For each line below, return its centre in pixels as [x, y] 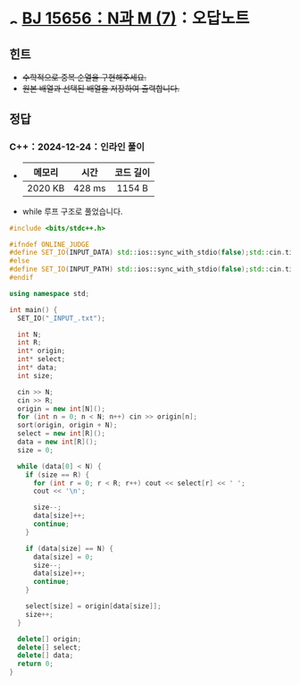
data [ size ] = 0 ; [63, 557]
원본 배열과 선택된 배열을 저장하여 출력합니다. [101, 89]
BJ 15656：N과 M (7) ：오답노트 [136, 18]
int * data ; [37, 368]
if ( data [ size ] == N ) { [70, 548]
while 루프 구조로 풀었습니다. [72, 211]
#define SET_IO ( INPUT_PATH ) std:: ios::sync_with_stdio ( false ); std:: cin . [147, 269]
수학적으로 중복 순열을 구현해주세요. [84, 77]
